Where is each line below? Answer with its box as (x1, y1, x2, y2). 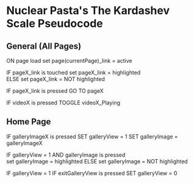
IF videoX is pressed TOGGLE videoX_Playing (6, 99, 121, 106)
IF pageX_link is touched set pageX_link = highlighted (6, 69, 141, 76)
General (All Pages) (6, 41, 81, 51)
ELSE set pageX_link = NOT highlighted (6, 76, 106, 82)
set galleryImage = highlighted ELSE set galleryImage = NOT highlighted (6, 157, 188, 165)
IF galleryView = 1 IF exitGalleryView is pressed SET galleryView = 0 (6, 169, 178, 177)
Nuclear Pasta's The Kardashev (6, 4, 170, 18)
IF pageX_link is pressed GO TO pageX (6, 87, 104, 95)
